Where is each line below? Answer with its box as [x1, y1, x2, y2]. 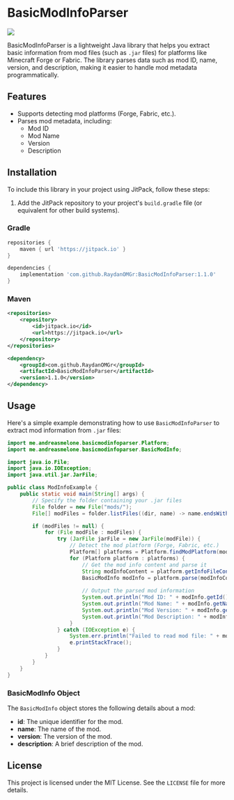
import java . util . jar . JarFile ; [7, 472, 98, 479]
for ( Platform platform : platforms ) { [69, 555, 186, 562]
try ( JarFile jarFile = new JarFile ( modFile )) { [56, 535, 201, 543]
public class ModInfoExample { [7, 484, 98, 491]
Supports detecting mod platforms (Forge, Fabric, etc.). [17, 109, 176, 118]
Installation [7, 167, 57, 178]
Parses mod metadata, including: [17, 116, 112, 125]
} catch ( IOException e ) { [56, 626, 136, 633]
